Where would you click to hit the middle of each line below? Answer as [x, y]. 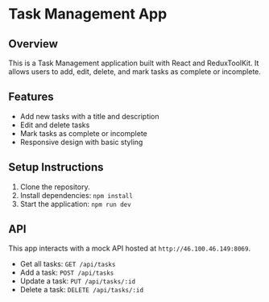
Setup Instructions [56, 167]
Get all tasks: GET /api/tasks [68, 264]
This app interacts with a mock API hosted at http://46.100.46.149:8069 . [130, 248]
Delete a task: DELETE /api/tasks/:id [81, 290]
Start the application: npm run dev [75, 204]
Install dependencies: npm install [76, 195]
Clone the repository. [55, 187]
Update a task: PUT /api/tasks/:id [77, 281]
